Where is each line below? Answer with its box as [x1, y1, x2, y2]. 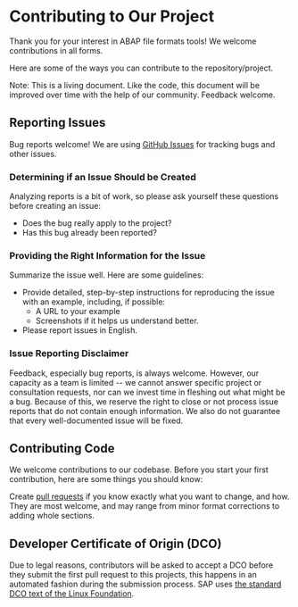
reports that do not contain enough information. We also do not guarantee [9, 405, 281, 416]
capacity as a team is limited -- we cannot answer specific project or [9, 377, 262, 387]
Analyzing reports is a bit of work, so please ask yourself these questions [9, 191, 279, 202]
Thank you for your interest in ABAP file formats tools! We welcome [9, 36, 257, 46]
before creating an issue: [9, 201, 101, 212]
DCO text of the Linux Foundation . [9, 588, 135, 599]
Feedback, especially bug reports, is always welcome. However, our [9, 368, 260, 378]
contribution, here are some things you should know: [9, 474, 203, 485]
